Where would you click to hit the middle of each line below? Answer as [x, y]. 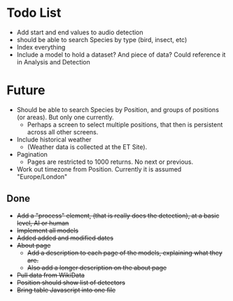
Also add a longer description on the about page [97, 267]
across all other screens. [63, 132]
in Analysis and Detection [53, 62]
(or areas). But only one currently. [65, 117]
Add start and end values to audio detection [80, 32]
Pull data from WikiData [51, 275]
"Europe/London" [42, 176]
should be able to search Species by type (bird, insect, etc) [102, 39]
